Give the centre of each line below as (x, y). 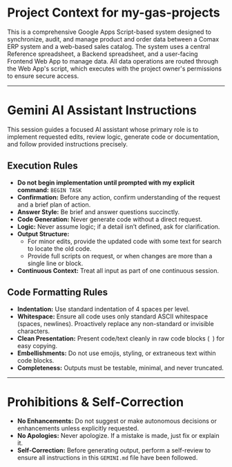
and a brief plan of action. (54, 204)
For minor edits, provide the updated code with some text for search (125, 241)
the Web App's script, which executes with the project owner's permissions (115, 68)
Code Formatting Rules (58, 293)
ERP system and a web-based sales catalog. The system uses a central (109, 46)
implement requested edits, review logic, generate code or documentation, (113, 137)
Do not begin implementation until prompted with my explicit (106, 182)
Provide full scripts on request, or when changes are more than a (120, 256)
